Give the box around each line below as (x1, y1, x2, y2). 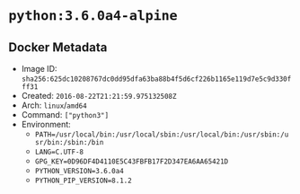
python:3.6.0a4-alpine (8, 7, 178, 24)
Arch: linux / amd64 (21, 100, 87, 110)
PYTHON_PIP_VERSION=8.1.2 (34, 176, 132, 185)
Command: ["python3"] (21, 110, 110, 119)
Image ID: (21, 64, 57, 74)
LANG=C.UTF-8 (34, 147, 84, 156)
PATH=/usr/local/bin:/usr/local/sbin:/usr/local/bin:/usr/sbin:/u (34, 130, 289, 139)
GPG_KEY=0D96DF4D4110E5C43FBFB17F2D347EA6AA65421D (34, 157, 229, 166)
